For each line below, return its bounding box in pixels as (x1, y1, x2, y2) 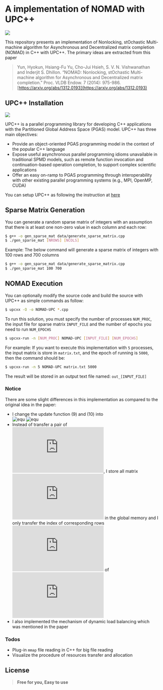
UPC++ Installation (5, 99, 64, 107)
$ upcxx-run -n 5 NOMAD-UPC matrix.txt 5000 (5, 365, 97, 369)
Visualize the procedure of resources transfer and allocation (12, 652, 133, 658)
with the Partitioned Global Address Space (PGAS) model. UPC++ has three (5, 126, 157, 132)
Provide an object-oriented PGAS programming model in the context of (12, 141, 155, 147)
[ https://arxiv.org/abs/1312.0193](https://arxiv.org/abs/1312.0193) (17, 84, 147, 91)
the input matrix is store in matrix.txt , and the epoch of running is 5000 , (5, 350, 149, 356)
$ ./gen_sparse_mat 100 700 (5, 266, 62, 271)
